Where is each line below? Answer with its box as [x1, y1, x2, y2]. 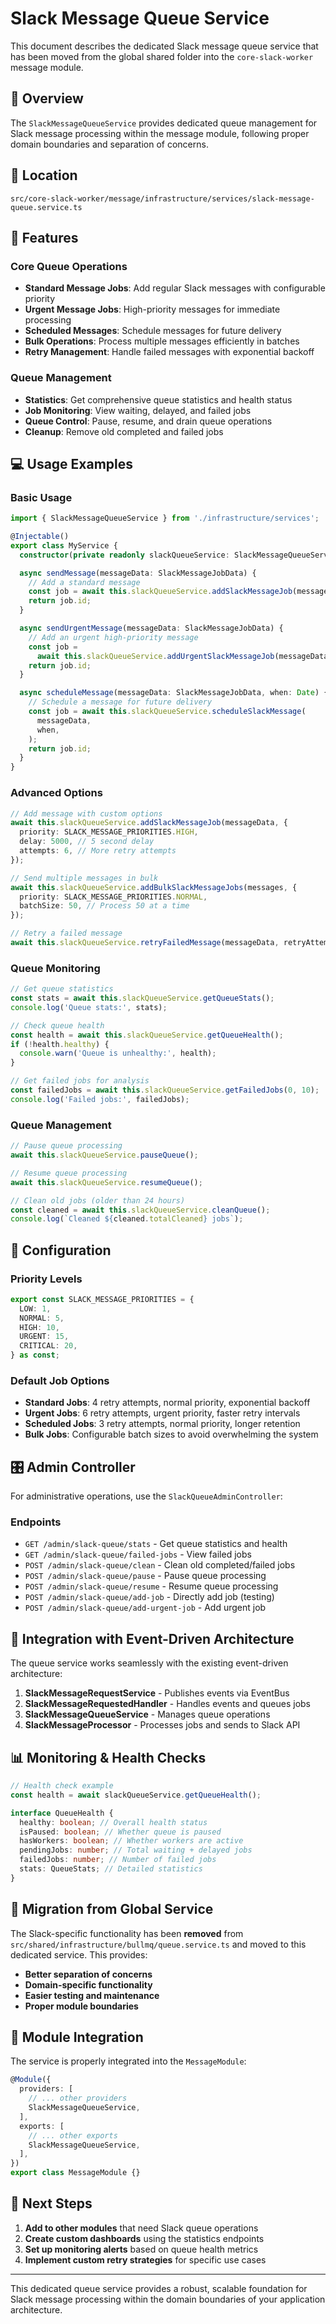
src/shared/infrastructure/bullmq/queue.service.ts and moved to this [10, 1938, 307, 1950]
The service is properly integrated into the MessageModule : [10, 2055, 247, 2067]
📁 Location [10, 167, 78, 184]
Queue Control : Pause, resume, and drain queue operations [24, 415, 273, 427]
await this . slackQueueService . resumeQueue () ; [10, 1177, 203, 1187]
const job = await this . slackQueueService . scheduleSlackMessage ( [28, 707, 307, 717]
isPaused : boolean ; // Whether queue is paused [19, 1827, 222, 1837]
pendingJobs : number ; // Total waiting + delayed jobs [19, 1845, 253, 1856]
